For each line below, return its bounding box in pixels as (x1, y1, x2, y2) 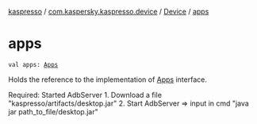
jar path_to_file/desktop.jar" (8, 107, 98, 116)
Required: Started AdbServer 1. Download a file (8, 90, 163, 99)
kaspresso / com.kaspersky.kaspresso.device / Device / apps (8, 7, 209, 16)
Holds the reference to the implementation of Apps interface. (8, 75, 208, 84)
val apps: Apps (8, 60, 59, 68)
